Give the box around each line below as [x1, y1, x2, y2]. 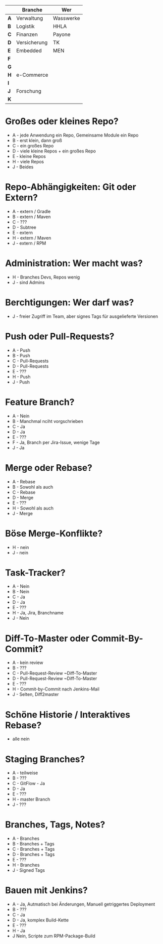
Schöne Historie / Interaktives [5, 709, 130, 720]
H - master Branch [12, 797, 51, 803]
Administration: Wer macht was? [5, 258, 143, 269]
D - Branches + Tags [12, 851, 55, 857]
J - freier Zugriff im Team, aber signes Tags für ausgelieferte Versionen [12, 313, 159, 319]
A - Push [12, 347, 31, 353]
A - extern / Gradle [12, 208, 51, 214]
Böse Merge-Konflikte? [5, 528, 103, 539]
